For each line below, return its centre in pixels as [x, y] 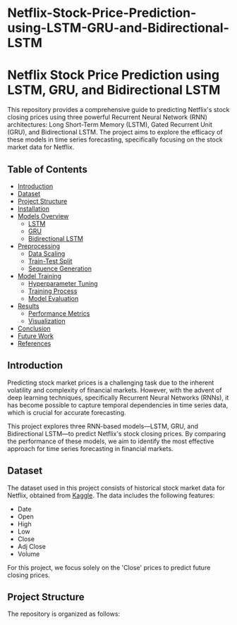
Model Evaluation [53, 298]
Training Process [53, 291]
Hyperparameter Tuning [63, 283]
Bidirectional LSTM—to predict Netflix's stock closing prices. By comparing [117, 433]
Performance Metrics [59, 313]
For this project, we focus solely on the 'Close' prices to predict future [109, 567]
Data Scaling [47, 253]
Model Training [39, 276]
